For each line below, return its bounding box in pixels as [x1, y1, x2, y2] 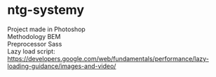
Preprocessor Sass [7, 40, 62, 48]
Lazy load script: [7, 47, 55, 55]
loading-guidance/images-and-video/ [7, 62, 116, 70]
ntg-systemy [7, 2, 85, 18]
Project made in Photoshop [7, 25, 86, 33]
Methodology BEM [7, 32, 61, 40]
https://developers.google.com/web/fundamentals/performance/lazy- [7, 54, 209, 62]
